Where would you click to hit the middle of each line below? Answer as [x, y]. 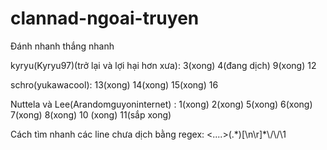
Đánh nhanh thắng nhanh [62, 46]
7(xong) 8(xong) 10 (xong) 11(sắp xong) [91, 114]
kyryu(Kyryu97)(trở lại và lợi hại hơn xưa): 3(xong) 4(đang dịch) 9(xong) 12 [163, 65]
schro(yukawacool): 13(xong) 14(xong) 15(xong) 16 [114, 84]
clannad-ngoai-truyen [105, 18]
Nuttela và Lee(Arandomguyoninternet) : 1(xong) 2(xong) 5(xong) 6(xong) [161, 104]
